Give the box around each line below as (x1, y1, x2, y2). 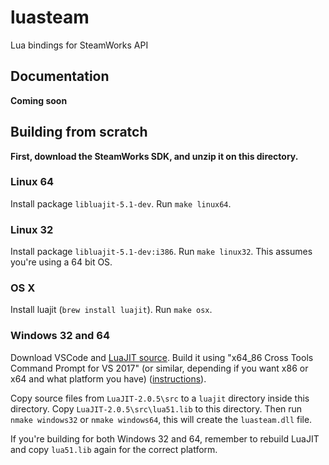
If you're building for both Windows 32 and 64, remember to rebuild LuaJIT (10, 432, 320, 445)
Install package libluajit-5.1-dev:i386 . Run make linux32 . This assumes (10, 246, 313, 258)
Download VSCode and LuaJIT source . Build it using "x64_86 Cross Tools (10, 351, 314, 363)
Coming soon (10, 94, 68, 106)
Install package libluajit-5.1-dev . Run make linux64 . (10, 197, 232, 210)
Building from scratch (10, 124, 148, 141)
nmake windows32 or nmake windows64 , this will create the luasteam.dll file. (10, 413, 313, 425)
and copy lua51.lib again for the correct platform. (10, 443, 218, 455)
